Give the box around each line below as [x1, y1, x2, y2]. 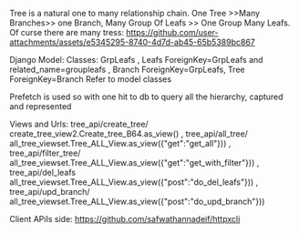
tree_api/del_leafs [9, 167, 76, 177]
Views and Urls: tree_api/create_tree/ [9, 118, 149, 129]
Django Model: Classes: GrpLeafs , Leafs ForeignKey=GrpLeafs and [9, 55, 263, 65]
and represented [9, 101, 72, 112]
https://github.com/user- [126, 27, 219, 37]
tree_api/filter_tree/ [9, 147, 81, 158]
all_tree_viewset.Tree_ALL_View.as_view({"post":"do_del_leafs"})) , [9, 177, 259, 187]
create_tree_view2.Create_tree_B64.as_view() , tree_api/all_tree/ [9, 128, 249, 139]
